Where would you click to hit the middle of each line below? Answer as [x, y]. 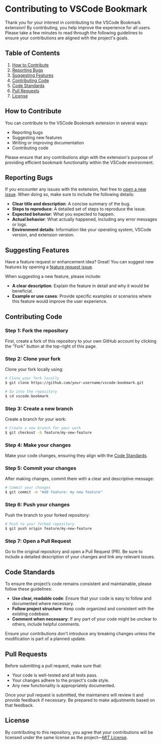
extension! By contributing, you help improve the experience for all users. [78, 27]
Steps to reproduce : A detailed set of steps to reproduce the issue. [79, 209]
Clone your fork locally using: [34, 369]
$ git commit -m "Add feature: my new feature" [54, 492]
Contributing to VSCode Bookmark [76, 9]
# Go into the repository [31, 391]
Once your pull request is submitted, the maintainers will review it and [74, 695]
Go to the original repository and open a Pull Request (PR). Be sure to [74, 552]
